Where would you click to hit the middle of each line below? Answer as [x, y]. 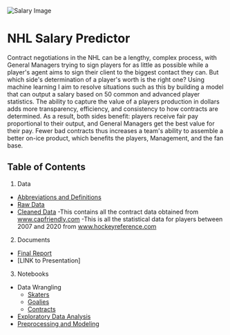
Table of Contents [47, 167]
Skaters [38, 294]
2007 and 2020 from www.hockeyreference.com [87, 226]
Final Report [34, 253]
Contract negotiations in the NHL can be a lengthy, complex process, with [112, 57]
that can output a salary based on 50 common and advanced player [104, 94]
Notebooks [33, 274]
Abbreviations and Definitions [59, 197]
